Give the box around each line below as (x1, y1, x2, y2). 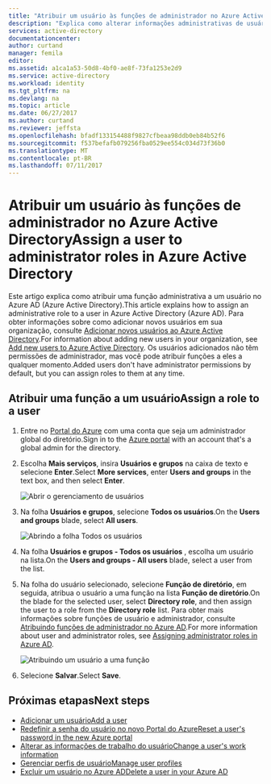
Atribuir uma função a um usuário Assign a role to (8, 392, 260, 405)
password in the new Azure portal (19, 732, 133, 742)
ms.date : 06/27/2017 (8, 110, 78, 118)
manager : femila (8, 49, 63, 57)
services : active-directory (8, 27, 103, 35)
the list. (19, 563, 45, 573)
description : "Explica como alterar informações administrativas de (8, 19, 244, 27)
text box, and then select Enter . (19, 475, 125, 485)
